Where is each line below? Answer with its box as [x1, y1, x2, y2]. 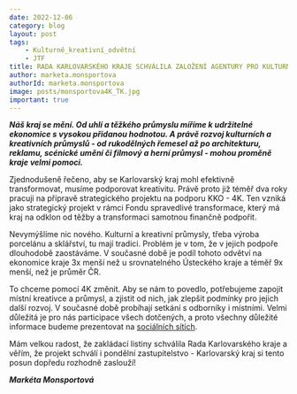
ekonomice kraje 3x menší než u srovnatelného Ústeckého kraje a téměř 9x [9, 258, 284, 268]
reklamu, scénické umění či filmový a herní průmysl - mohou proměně [9, 148, 272, 158]
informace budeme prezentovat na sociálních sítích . [9, 321, 198, 332]
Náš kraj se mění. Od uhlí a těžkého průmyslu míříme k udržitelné [9, 120, 254, 130]
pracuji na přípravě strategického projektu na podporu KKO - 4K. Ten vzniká [9, 193, 286, 204]
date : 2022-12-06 [9, 12, 73, 22]
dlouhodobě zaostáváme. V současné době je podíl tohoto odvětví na [9, 248, 263, 259]
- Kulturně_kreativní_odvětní [25, 46, 137, 55]
